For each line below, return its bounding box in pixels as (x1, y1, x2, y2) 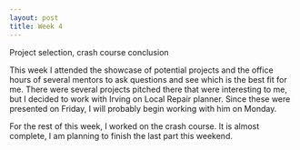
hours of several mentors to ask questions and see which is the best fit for (9, 74, 288, 85)
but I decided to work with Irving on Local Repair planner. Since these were (9, 93, 291, 105)
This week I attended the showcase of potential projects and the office (9, 65, 275, 75)
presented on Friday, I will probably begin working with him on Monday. (9, 103, 277, 114)
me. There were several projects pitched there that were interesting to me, (9, 84, 288, 95)
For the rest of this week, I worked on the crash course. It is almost (9, 120, 260, 132)
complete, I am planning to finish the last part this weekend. (9, 130, 234, 141)
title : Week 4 (9, 22, 64, 31)
